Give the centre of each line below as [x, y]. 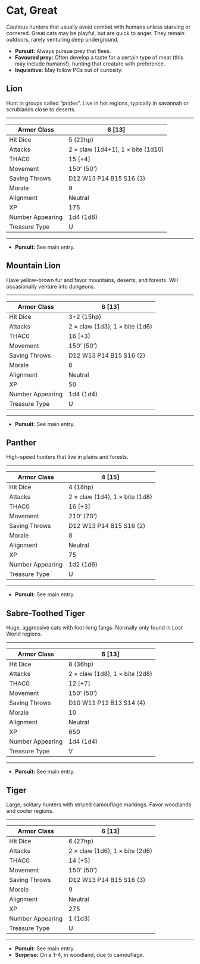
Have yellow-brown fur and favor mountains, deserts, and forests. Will [92, 280]
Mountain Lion [33, 266]
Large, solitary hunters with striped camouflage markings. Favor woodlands [99, 805]
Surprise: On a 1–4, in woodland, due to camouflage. [79, 955]
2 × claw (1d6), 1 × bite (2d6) [110, 851]
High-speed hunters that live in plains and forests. [68, 457]
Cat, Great [32, 10]
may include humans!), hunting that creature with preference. [90, 64]
